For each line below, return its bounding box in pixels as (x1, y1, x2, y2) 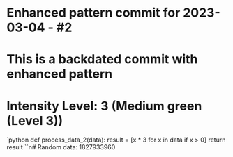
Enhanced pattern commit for (6, 5, 181, 21)
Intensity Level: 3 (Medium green (6, 98, 202, 114)
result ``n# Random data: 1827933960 (6, 143, 116, 151)
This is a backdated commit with (6, 51, 198, 67)
